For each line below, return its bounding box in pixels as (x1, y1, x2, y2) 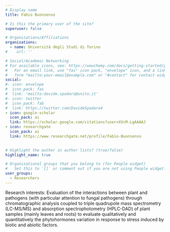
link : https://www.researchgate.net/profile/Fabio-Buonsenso (10, 134, 142, 139)
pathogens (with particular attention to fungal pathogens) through (5, 195, 143, 201)
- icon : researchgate (5, 125, 51, 130)
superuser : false (5, 26, 42, 31)
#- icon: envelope (5, 82, 44, 87)
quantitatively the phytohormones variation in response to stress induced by (5, 216, 164, 222)
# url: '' (5, 49, 33, 54)
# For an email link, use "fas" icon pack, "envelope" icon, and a (5, 68, 155, 73)
